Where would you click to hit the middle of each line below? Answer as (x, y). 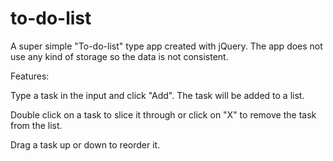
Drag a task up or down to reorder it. (85, 144)
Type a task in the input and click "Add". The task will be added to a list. (157, 95)
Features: (30, 76)
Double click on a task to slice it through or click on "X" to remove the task (163, 114)
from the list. (36, 125)
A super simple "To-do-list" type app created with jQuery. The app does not (166, 46)
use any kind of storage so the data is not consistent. (119, 56)
